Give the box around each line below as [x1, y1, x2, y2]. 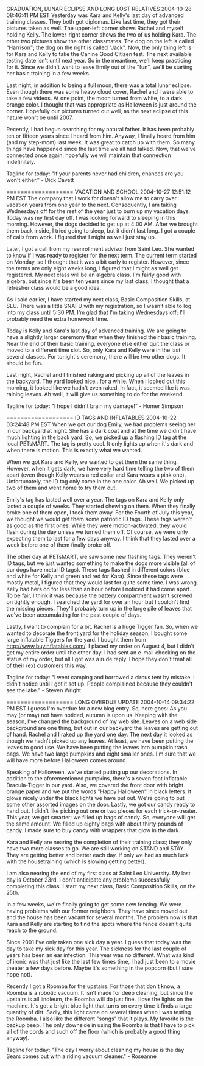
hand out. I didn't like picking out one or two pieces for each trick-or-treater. [6, 807, 197, 815]
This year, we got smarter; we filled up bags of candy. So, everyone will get [6, 814, 195, 821]
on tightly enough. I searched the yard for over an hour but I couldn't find [6, 598, 190, 605]
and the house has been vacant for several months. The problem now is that [6, 914, 198, 921]
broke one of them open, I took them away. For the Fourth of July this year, [6, 509, 194, 516]
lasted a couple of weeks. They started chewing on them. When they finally [6, 502, 195, 510]
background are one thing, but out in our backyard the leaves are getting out [6, 724, 199, 731]
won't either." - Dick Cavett [6, 177, 74, 183]
